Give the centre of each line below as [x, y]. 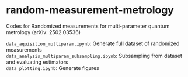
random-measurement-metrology [90, 10]
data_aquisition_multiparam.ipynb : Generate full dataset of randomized [93, 43]
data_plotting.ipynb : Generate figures [53, 68]
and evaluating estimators [37, 62]
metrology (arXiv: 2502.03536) [43, 32]
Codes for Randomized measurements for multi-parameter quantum [88, 26]
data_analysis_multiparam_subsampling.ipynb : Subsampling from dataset [94, 56]
